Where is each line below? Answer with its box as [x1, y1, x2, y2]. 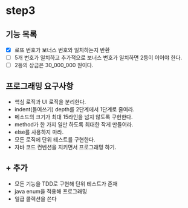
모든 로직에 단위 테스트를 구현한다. [14, 136, 96, 143]
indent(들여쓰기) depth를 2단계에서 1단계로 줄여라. [14, 106, 135, 112]
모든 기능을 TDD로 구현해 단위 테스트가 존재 [14, 180, 118, 187]
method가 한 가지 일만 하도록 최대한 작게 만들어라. [14, 121, 134, 128]
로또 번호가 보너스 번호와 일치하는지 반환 [14, 47, 110, 53]
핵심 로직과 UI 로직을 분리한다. [14, 98, 86, 105]
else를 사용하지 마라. [14, 128, 64, 135]
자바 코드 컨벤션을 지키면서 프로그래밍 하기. [14, 143, 117, 151]
